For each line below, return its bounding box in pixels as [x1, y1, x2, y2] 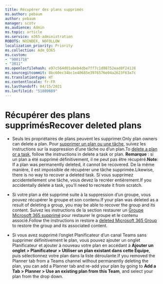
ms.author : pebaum [5, 12, 42, 17]
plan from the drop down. [12, 273, 63, 280]
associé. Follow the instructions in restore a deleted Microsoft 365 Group [12, 217, 157, 224]
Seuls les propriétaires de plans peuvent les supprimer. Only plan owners [12, 136, 158, 142]
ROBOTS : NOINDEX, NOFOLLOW [5, 39, 60, 44]
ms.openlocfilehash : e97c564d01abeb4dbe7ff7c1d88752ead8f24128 [5, 66, 136, 71]
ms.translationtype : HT [5, 75, 54, 80]
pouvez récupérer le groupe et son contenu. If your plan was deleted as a [12, 197, 159, 203]
